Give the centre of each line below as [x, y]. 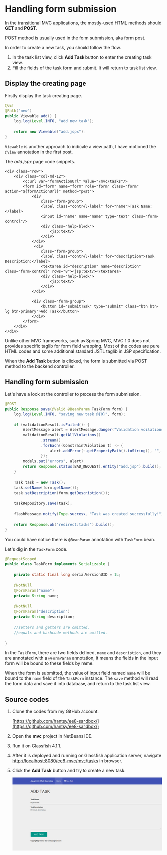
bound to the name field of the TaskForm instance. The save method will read [82, 678]
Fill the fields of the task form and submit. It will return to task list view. [84, 68]
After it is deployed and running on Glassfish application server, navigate [87, 756]
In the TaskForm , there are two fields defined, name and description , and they [83, 653]
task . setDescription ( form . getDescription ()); [62, 493]
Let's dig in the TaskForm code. [36, 549]
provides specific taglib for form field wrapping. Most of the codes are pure [83, 346]
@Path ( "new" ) [19, 111]
